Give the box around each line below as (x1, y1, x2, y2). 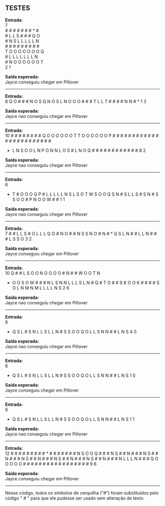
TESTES (5, 4, 30, 12)
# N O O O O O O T (5, 59, 44, 65)
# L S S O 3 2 (5, 236, 32, 242)
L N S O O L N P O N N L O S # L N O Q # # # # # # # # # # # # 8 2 (12, 147, 146, 153)
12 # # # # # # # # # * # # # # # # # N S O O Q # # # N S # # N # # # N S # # (5, 450, 159, 456)
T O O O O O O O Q (5, 48, 44, 54)
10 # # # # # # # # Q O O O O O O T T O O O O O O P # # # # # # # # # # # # (5, 133, 159, 139)
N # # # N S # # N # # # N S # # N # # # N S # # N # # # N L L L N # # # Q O (5, 456, 159, 462)
